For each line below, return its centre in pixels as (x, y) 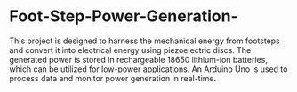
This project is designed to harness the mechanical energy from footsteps (144, 41)
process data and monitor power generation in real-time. (113, 78)
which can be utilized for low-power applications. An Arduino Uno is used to (148, 69)
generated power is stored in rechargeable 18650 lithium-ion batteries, (139, 59)
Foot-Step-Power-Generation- (124, 16)
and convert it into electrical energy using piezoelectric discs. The (130, 50)
